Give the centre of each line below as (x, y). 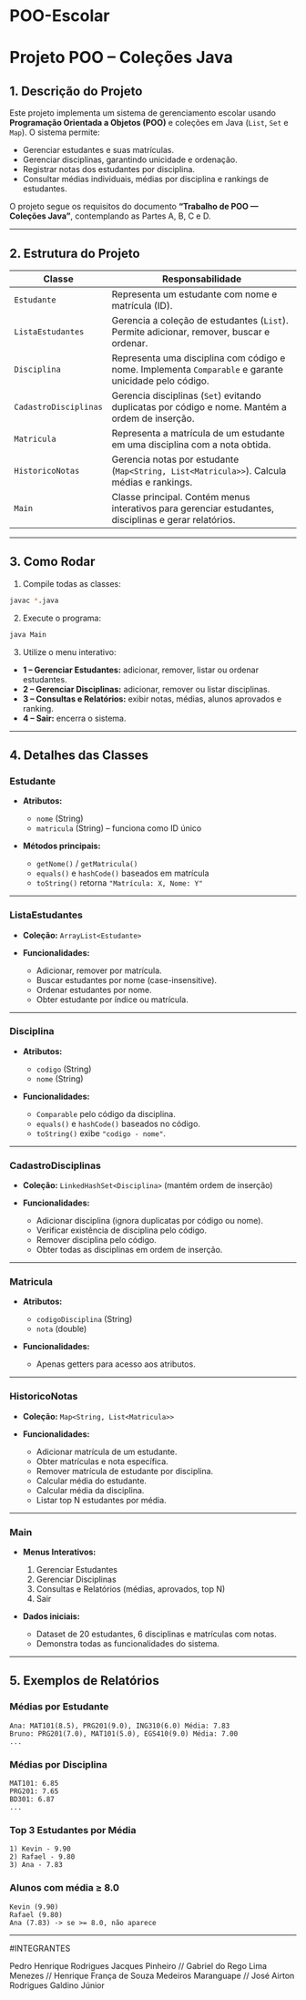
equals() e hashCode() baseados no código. (118, 1123)
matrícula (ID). (142, 306)
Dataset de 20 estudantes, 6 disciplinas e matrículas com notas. (157, 1634)
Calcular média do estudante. (92, 1481)
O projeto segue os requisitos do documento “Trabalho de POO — (134, 207)
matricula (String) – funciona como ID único (119, 828)
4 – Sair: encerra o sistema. (74, 718)
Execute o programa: (62, 618)
